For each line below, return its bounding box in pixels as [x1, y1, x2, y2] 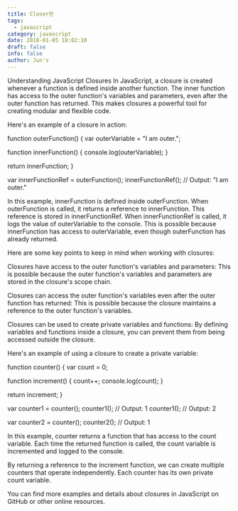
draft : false [7, 43, 46, 51]
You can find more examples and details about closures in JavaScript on [7, 489, 219, 498]
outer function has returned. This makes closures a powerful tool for [7, 99, 207, 107]
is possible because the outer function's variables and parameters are [7, 270, 212, 278]
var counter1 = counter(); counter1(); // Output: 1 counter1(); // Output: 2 [7, 404, 217, 413]
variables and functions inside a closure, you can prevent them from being [7, 327, 225, 336]
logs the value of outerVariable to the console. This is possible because [7, 219, 217, 228]
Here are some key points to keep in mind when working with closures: [7, 248, 215, 257]
